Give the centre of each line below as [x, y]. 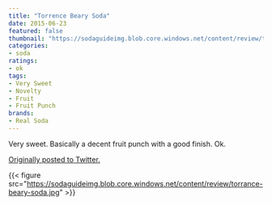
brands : [21, 114]
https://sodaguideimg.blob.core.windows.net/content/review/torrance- [145, 183]
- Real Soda [28, 121]
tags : [17, 76]
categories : [28, 46]
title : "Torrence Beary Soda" [59, 16]
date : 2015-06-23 [38, 23]
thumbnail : [27, 38]
